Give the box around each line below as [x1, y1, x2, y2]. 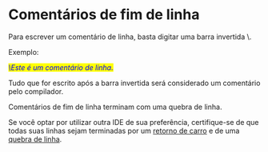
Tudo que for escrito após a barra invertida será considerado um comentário [8, 78, 261, 88]
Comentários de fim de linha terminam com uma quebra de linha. [8, 102, 222, 111]
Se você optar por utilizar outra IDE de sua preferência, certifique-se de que [8, 117, 259, 127]
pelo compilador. [8, 86, 64, 96]
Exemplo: [8, 47, 39, 57]
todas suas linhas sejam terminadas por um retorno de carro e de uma [8, 126, 240, 135]
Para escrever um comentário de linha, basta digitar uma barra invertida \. [8, 32, 252, 41]
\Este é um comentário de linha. [8, 62, 114, 72]
